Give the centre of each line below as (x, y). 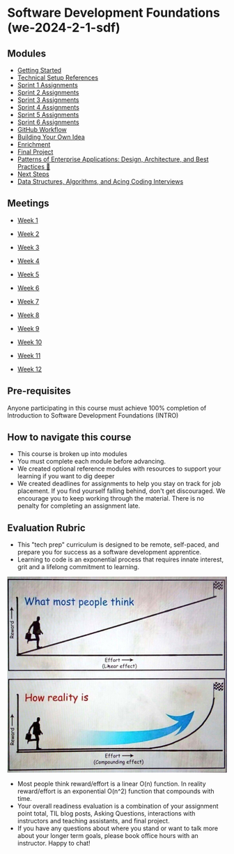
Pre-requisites (39, 391)
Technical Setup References (58, 78)
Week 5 (28, 274)
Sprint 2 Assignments (48, 93)
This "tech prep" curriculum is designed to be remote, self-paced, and (118, 545)
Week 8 (28, 315)
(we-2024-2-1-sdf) (64, 28)
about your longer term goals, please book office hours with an (108, 835)
